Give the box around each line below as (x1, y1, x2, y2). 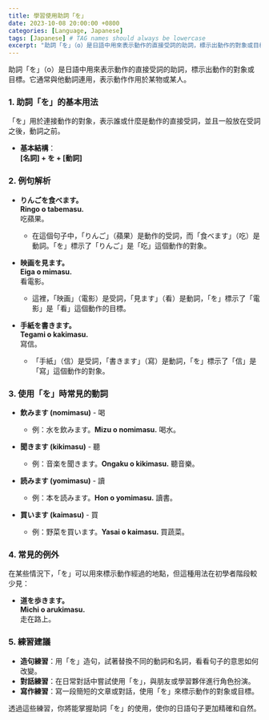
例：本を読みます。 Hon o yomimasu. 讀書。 (31, 493, 178, 503)
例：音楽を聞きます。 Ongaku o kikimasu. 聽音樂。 (31, 459, 199, 469)
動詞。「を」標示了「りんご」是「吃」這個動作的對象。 (31, 241, 211, 250)
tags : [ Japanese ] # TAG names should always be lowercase (8, 34, 206, 42)
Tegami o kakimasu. (19, 330, 89, 339)
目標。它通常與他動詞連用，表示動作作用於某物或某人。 (8, 75, 191, 84)
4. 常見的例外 (8, 548, 60, 560)
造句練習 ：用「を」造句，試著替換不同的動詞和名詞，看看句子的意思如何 (19, 656, 259, 665)
